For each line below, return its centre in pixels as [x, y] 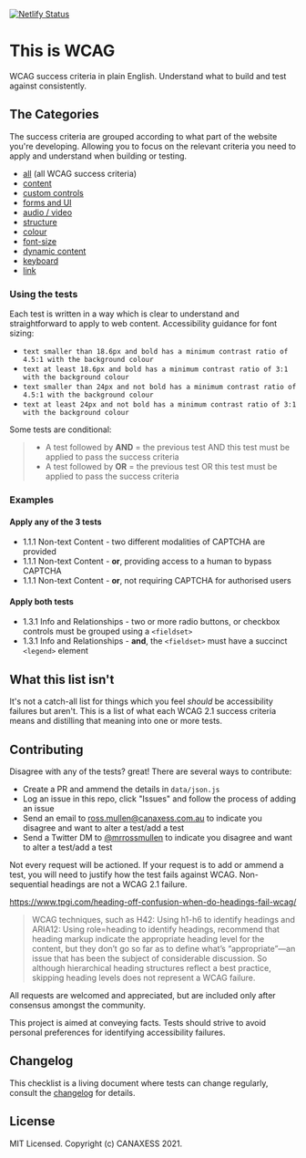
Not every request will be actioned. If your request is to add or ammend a [147, 865]
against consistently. [48, 86]
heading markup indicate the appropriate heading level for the [148, 939]
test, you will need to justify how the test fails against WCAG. [123, 874]
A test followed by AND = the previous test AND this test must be [167, 448]
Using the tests [44, 294]
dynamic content [54, 251]
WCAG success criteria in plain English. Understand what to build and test [148, 76]
